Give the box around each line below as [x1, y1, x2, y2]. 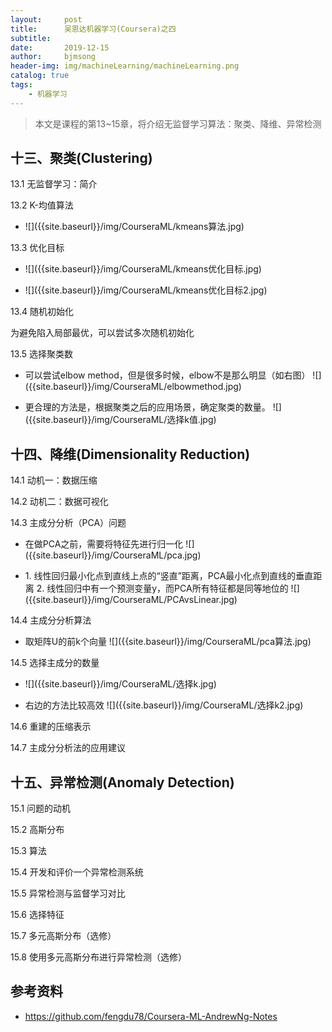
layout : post [10, 14, 83, 25]
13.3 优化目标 [10, 242, 65, 254]
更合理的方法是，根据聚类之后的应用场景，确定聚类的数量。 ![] [24, 401, 282, 413]
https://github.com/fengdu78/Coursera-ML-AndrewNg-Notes [24, 1010, 278, 1022]
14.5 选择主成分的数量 [10, 657, 100, 669]
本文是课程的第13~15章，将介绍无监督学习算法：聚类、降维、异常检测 [34, 117, 322, 130]
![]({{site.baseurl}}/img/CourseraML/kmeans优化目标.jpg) [24, 263, 262, 275]
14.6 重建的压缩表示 [10, 721, 92, 733]
